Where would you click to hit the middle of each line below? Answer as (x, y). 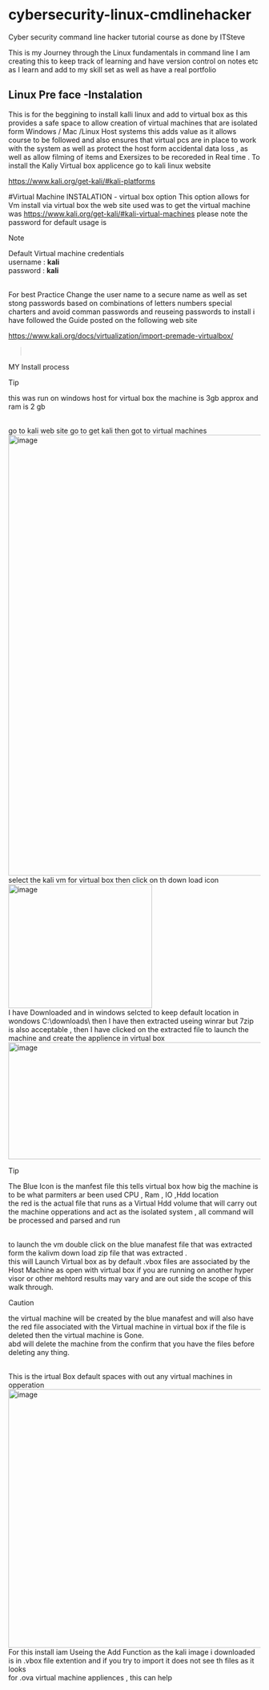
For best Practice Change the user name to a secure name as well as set (128, 294)
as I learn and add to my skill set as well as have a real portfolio (112, 69)
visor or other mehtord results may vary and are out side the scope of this (130, 1278)
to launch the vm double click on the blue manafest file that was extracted (130, 1244)
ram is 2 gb (27, 406)
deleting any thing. (39, 1352)
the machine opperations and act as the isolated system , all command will (131, 1211)
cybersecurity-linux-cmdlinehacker (130, 15)
